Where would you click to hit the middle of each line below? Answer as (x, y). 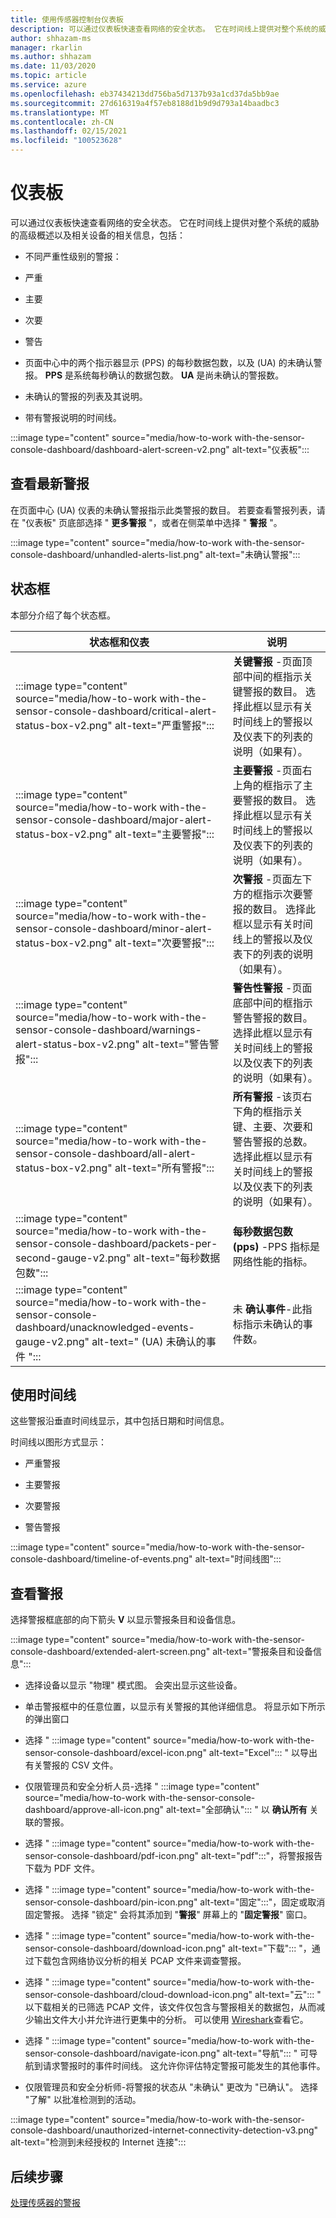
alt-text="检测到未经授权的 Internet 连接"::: (98, 2142)
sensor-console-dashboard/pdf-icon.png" (112, 1856)
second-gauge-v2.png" (73, 1258)
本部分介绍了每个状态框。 (63, 615)
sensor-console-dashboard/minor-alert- (114, 928)
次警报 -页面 (262, 879)
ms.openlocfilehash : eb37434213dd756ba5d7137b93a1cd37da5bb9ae (145, 94)
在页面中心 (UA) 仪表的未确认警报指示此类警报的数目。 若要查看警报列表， (163, 510)
